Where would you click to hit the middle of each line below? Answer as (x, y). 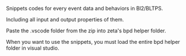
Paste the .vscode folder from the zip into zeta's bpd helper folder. (86, 31)
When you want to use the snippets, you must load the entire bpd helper (93, 42)
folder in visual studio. (33, 48)
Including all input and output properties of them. (65, 19)
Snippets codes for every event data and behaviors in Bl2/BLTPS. (85, 8)
